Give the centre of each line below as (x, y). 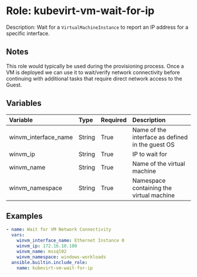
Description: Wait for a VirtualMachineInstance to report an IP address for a (97, 27)
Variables (24, 103)
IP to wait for (150, 154)
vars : (18, 235)
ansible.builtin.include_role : (50, 262)
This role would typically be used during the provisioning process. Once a (95, 66)
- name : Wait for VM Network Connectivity (59, 230)
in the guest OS (153, 144)
